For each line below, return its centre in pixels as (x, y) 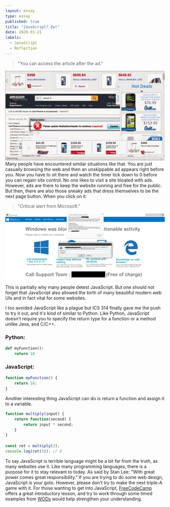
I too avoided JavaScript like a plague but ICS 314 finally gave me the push (83, 308)
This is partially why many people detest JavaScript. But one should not (80, 287)
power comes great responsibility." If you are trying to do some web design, (84, 477)
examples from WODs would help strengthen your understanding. (74, 499)
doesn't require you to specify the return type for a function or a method (80, 318)
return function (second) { (43, 419)
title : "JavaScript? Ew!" (32, 27)
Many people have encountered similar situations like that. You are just (79, 164)
